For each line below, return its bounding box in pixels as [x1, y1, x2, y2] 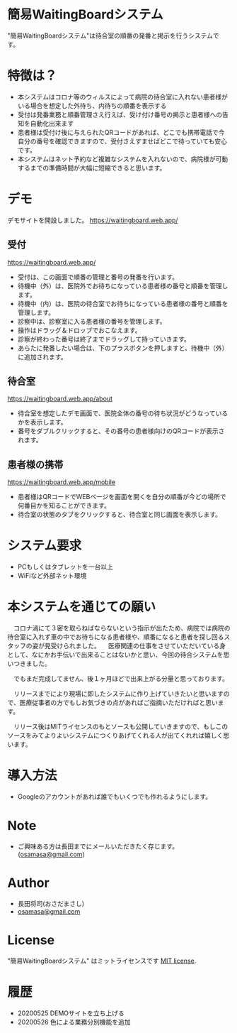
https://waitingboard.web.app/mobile [7, 478, 115, 486]
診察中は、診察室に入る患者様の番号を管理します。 [17, 317, 166, 325]
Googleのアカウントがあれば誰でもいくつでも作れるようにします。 [17, 792, 212, 801]
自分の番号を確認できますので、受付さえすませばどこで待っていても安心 [17, 136, 228, 146]
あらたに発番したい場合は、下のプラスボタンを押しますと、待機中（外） [17, 344, 229, 352]
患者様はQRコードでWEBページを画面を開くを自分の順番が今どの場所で [17, 493, 226, 501]
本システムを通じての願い [7, 599, 156, 615]
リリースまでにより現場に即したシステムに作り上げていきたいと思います [13, 689, 224, 698]
